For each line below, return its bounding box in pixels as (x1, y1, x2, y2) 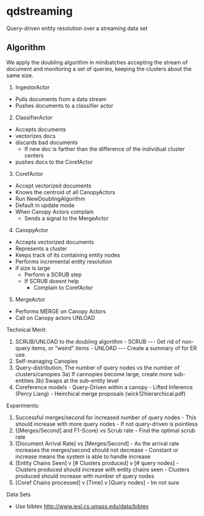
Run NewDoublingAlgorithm (15, 195, 86, 202)
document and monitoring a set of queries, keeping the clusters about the (6, 65, 192, 72)
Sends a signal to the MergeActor (24, 214, 109, 222)
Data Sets (6, 490, 31, 498)
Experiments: (6, 401, 40, 409)
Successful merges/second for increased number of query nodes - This (15, 414, 197, 421)
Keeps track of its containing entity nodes (15, 251, 120, 259)
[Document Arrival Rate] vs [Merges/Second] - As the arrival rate (15, 439, 180, 447)
